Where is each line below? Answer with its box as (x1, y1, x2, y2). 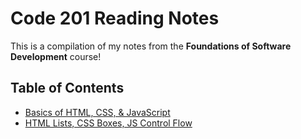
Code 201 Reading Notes (10, 7, 220, 30)
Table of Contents (10, 80, 125, 97)
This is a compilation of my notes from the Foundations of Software (10, 40, 292, 52)
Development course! (10, 50, 102, 62)
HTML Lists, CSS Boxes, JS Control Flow (24, 117, 193, 129)
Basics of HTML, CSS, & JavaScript (24, 106, 171, 118)
